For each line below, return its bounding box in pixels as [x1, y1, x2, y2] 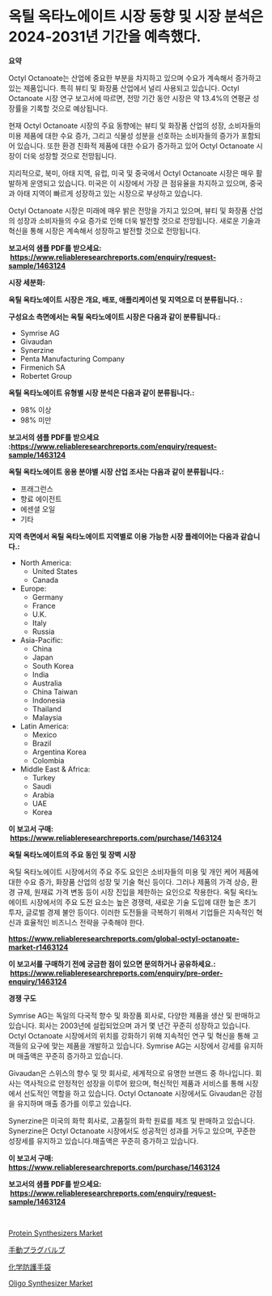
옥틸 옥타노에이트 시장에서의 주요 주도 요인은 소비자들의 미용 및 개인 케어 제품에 [8, 867, 259, 877]
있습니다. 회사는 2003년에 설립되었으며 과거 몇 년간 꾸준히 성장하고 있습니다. [8, 1021, 251, 1030]
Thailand [32, 703, 62, 713]
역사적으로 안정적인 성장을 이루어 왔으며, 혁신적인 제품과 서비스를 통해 [23, 1078, 244, 1088]
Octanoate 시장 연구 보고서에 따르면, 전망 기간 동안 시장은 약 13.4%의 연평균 [8, 93, 251, 103]
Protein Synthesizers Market [8, 1228, 103, 1238]
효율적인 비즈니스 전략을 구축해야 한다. [23, 917, 145, 927]
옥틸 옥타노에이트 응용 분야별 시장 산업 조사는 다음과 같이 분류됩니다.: [8, 466, 224, 476]
